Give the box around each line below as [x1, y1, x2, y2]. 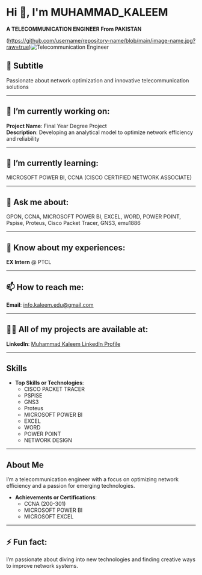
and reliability [6, 135, 40, 142]
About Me [6, 460, 44, 470]
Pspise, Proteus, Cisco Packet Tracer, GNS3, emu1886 [6, 220, 141, 227]
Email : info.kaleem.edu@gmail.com [6, 301, 94, 309]
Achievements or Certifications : [14, 494, 97, 501]
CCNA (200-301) [23, 500, 66, 508]
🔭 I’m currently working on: [6, 106, 110, 117]
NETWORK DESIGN [23, 437, 72, 444]
